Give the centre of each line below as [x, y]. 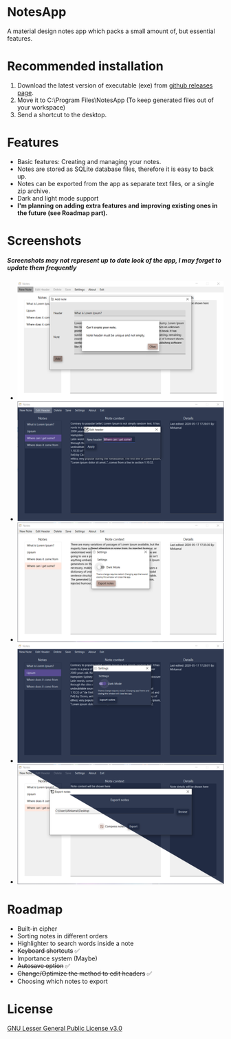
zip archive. [33, 191]
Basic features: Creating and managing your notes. [89, 161]
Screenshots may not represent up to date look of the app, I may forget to [114, 260]
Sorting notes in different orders [62, 936]
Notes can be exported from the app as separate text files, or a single [115, 183]
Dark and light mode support [58, 198]
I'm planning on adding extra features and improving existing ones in [117, 205]
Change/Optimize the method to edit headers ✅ [85, 974]
